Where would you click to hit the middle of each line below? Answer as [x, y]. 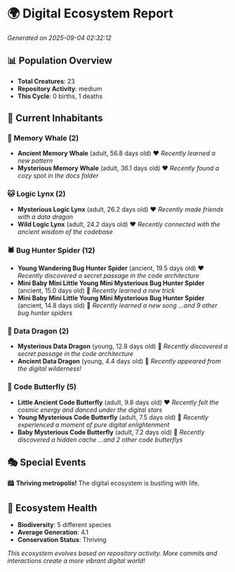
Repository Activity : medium [60, 88]
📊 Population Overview [60, 61]
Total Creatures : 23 [46, 81]
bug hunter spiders [45, 313]
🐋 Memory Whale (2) [43, 138]
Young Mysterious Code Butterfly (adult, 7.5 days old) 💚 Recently [113, 417]
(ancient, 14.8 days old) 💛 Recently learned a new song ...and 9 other [117, 305]
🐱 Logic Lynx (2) [36, 194]
